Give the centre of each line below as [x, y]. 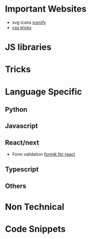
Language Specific [44, 92]
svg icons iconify [29, 22]
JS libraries [28, 47]
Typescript [22, 169]
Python [16, 110]
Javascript [22, 126]
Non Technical [35, 207]
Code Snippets [35, 229]
